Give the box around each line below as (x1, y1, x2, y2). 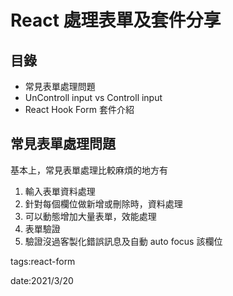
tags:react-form (10, 255, 76, 267)
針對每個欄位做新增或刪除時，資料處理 (24, 197, 183, 210)
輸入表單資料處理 (24, 185, 96, 197)
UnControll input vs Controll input (24, 92, 163, 103)
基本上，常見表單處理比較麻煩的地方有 (10, 164, 168, 176)
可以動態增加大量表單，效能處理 (24, 210, 157, 222)
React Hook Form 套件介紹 (24, 104, 135, 115)
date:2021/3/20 (10, 274, 74, 286)
